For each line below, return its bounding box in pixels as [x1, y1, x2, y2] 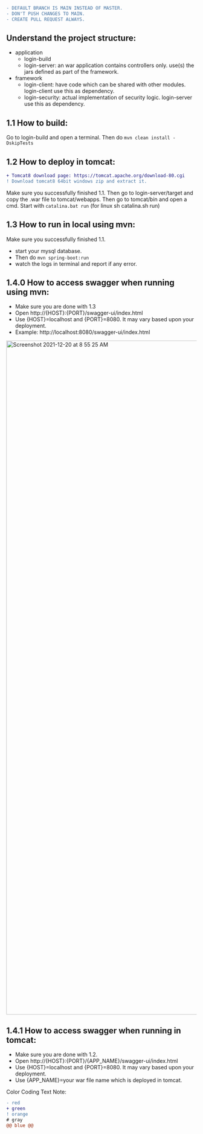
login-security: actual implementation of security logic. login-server [24, 94, 192, 101]
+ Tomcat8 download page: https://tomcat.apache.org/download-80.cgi [6, 173, 185, 179]
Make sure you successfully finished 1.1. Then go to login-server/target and [6, 189, 193, 196]
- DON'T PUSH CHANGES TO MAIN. [6, 10, 85, 17]
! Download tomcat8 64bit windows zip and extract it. [6, 178, 147, 184]
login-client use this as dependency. [24, 88, 115, 95]
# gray [6, 1116, 23, 1123]
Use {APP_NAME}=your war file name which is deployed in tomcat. [14, 1077, 182, 1084]
